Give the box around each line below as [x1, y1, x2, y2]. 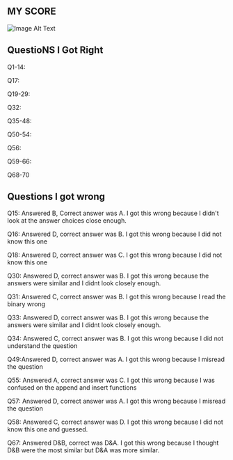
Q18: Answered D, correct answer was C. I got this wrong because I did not [7, 251, 223, 260]
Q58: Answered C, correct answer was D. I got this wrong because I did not [7, 418, 224, 427]
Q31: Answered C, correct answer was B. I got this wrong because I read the [7, 292, 226, 301]
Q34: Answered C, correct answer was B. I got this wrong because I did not [7, 334, 224, 343]
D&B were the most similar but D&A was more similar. [7, 446, 160, 454]
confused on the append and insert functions [7, 383, 137, 392]
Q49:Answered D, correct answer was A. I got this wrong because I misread [7, 355, 225, 364]
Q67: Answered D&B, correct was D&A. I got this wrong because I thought [7, 438, 219, 447]
